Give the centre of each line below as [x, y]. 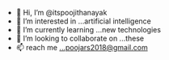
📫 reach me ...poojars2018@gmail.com [82, 47]
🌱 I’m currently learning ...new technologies [89, 30]
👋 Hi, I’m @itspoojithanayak [61, 13]
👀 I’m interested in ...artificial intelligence [84, 21]
